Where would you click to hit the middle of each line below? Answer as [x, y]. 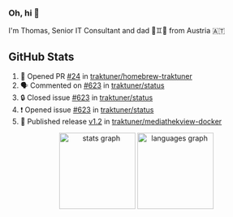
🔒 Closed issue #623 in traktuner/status [86, 98]
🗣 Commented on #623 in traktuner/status [92, 85]
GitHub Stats [41, 56]
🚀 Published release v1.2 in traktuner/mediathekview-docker [121, 122]
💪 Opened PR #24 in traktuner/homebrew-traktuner [106, 76]
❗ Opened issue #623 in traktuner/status [87, 110]
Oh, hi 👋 [24, 13]
